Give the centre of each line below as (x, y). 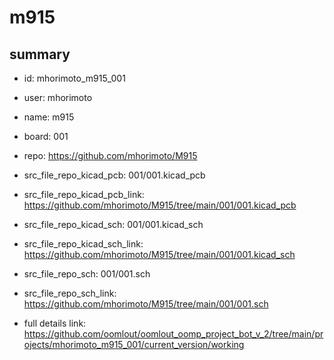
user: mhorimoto (58, 97)
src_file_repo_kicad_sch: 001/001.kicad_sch (113, 224)
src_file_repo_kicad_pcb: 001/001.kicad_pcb (114, 175)
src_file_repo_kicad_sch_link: (83, 244)
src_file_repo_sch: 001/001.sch (87, 274)
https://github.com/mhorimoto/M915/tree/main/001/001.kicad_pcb (160, 205)
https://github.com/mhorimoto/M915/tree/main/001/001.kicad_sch (159, 254)
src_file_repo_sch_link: (70, 293)
